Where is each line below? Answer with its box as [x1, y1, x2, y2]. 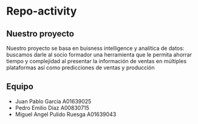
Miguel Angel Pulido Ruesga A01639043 [15, 111, 117, 118]
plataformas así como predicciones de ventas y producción [6, 64, 155, 71]
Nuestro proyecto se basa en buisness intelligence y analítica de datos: [6, 44, 185, 52]
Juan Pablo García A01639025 [15, 97, 92, 105]
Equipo [6, 81, 33, 92]
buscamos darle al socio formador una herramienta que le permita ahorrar [6, 51, 193, 58]
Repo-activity [6, 4, 77, 18]
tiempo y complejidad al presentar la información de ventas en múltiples [6, 58, 187, 64]
